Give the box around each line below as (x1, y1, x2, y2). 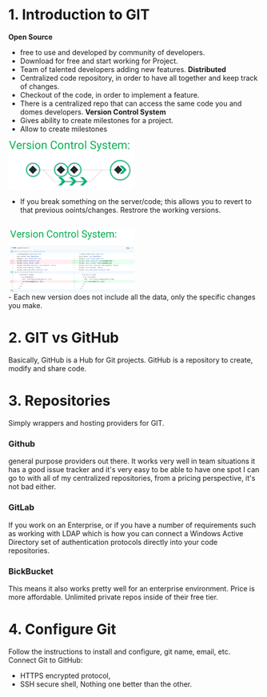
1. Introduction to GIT (8, 6, 150, 24)
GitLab (8, 502, 34, 513)
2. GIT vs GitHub (8, 329, 119, 347)
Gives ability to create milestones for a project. (19, 115, 174, 125)
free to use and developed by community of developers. (19, 47, 205, 57)
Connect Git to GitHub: (8, 655, 83, 665)
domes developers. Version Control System (19, 106, 166, 117)
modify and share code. (8, 364, 87, 374)
